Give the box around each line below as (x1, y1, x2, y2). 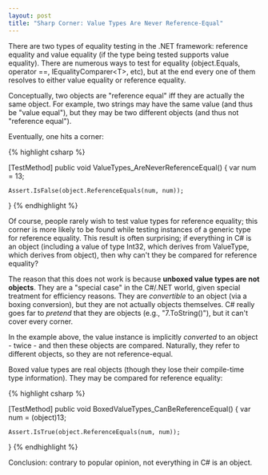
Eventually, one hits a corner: (8, 131, 104, 141)
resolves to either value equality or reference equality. (8, 75, 186, 85)
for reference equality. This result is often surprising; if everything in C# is (8, 233, 252, 242)
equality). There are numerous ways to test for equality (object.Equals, (8, 58, 241, 68)
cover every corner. (8, 317, 74, 326)
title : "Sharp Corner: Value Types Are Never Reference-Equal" (8, 19, 224, 27)
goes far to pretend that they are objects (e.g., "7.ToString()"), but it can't (8, 308, 249, 317)
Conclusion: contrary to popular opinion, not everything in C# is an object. (8, 457, 253, 467)
